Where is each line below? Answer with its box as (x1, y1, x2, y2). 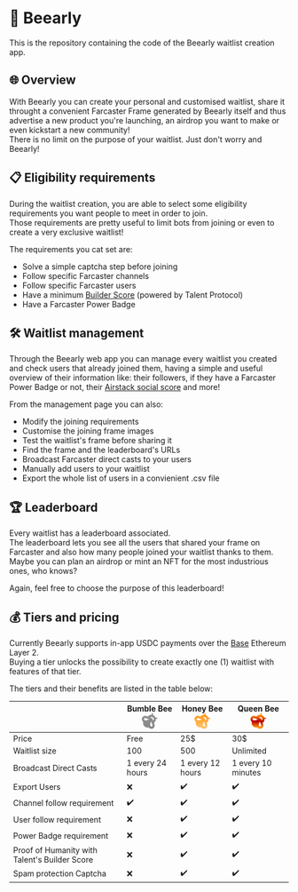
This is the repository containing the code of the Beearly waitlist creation (9, 37, 275, 48)
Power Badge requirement (12, 830, 109, 840)
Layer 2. (9, 648, 40, 657)
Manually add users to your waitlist (21, 464, 151, 474)
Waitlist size (12, 745, 57, 756)
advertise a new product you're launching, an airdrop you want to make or (9, 115, 280, 125)
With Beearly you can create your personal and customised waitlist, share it (9, 96, 286, 107)
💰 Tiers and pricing (9, 609, 120, 625)
